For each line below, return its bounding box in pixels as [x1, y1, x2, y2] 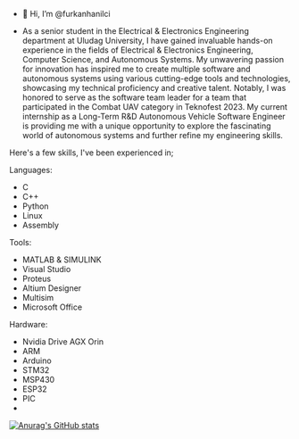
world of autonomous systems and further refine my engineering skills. [21, 130, 284, 140]
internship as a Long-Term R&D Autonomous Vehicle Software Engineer [21, 112, 286, 121]
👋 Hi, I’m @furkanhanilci [21, 9, 111, 19]
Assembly [21, 219, 60, 230]
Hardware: [9, 319, 48, 329]
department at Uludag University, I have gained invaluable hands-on [21, 36, 274, 46]
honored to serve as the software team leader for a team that [21, 92, 247, 103]
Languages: [9, 165, 53, 175]
